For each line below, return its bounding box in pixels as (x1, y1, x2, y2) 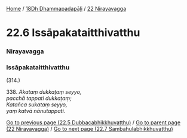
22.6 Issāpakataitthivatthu (6, 26, 140, 39)
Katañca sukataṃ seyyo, (6, 101, 68, 108)
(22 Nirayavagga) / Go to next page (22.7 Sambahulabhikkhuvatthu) (6, 125, 173, 133)
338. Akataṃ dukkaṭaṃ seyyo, (6, 88, 82, 96)
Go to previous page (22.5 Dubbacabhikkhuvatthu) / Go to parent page (6, 119, 181, 126)
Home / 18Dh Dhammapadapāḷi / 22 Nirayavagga (6, 5, 127, 12)
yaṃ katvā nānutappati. (6, 108, 66, 115)
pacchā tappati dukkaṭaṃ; (6, 95, 72, 102)
